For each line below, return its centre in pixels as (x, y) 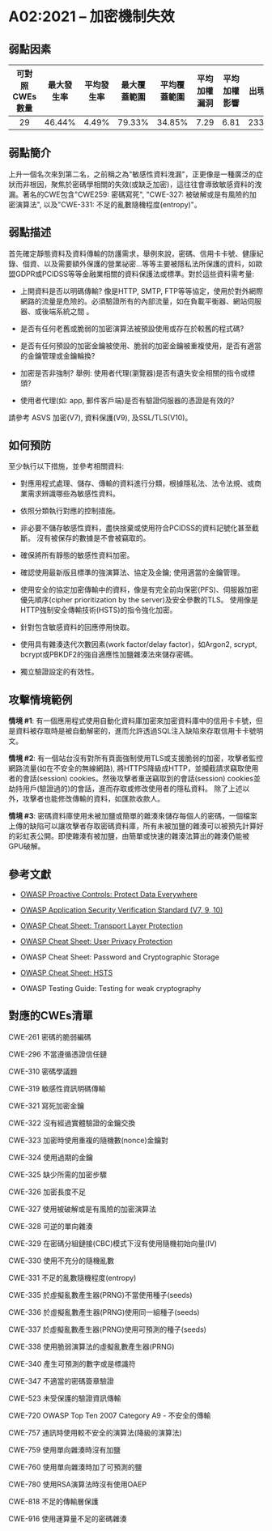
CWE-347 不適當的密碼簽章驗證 (62, 1380)
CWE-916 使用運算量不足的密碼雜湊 (68, 1518)
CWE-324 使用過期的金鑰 (51, 1157)
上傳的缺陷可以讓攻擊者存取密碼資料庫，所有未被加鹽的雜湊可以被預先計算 (132, 826)
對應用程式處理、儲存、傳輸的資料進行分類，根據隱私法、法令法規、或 (137, 483)
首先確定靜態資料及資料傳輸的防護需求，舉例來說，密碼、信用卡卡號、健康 (132, 253)
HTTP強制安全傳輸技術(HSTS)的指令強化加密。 (98, 610)
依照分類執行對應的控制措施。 (70, 511)
